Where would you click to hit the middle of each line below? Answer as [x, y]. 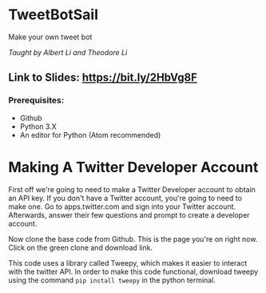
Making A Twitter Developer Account [133, 167]
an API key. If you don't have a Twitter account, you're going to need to [125, 198]
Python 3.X [38, 126]
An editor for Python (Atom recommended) [90, 134]
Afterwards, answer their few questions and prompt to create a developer [129, 215]
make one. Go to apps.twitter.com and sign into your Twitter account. [122, 207]
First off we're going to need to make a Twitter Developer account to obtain [132, 189]
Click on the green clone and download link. [81, 247]
